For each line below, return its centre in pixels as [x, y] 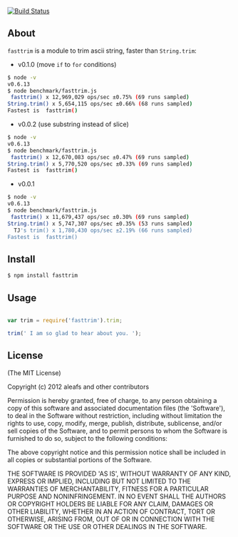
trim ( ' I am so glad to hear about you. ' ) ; [74, 333]
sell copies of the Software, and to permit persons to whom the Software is [118, 431]
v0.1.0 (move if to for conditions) [67, 64]
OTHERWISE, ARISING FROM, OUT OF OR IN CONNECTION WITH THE [111, 519]
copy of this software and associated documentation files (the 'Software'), [117, 408]
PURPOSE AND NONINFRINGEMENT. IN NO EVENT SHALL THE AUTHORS [117, 496]
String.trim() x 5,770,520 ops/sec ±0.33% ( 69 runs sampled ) [100, 164]
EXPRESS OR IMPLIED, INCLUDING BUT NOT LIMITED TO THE [99, 481]
